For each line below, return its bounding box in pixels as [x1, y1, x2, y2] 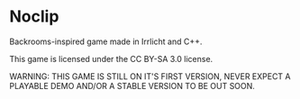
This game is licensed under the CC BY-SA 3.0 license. [9, 53, 214, 64]
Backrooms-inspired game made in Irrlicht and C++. [9, 36, 203, 47]
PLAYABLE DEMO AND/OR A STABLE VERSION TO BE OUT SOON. [9, 80, 255, 91]
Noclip [9, 6, 59, 27]
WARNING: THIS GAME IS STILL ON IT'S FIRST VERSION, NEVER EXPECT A [9, 70, 291, 82]
